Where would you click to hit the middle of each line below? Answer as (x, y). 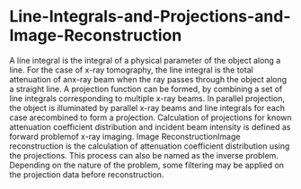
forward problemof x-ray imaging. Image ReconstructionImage (125, 136)
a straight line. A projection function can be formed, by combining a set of (146, 89)
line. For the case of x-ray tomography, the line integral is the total (131, 70)
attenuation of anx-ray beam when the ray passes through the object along (148, 79)
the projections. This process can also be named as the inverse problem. (144, 155)
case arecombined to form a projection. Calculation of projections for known (150, 117)
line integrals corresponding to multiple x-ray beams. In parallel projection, (147, 98)
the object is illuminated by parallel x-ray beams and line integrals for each (147, 107)
